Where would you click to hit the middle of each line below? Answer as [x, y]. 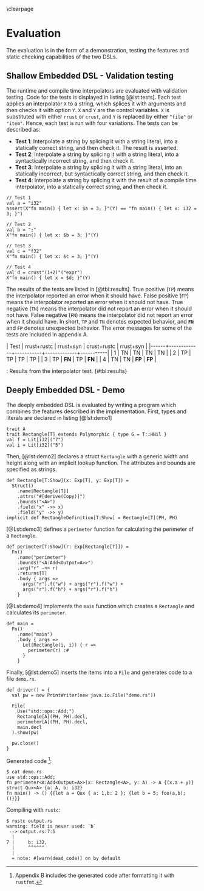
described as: [23, 129]
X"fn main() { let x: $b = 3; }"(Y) [53, 235]
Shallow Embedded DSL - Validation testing [90, 76]
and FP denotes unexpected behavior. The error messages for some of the [99, 328]
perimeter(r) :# [49, 650]
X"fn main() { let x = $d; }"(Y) [49, 278]
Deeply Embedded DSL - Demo [66, 390]
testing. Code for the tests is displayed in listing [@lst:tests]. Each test [93, 97]
